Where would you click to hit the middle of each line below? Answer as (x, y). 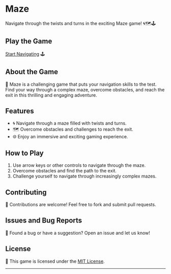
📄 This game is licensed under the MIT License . (55, 261)
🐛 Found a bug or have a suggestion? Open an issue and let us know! (78, 233)
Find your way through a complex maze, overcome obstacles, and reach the (85, 89)
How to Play (25, 153)
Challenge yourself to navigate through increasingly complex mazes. (84, 176)
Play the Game (29, 41)
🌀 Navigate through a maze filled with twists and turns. (69, 123)
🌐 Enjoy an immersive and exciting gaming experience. (70, 137)
